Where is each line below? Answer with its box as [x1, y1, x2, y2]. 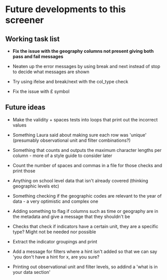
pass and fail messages [12, 53, 64, 59]
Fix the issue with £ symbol [12, 88, 70, 95]
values [12, 122, 27, 128]
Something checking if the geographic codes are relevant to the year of [12, 193, 162, 199]
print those [12, 168, 35, 174]
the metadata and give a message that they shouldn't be [12, 213, 131, 220]
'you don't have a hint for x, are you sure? [12, 254, 100, 260]
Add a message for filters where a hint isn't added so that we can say [12, 248, 157, 255]
